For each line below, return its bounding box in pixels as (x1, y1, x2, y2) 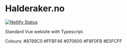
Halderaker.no (5, 3, 65, 14)
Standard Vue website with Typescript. (5, 28, 84, 34)
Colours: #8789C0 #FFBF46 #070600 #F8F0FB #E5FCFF (5, 38, 123, 44)
